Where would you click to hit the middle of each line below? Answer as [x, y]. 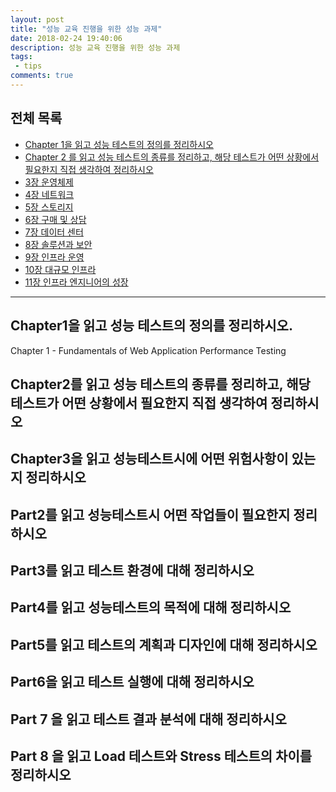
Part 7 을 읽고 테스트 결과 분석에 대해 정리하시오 [148, 719]
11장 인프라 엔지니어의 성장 [76, 282]
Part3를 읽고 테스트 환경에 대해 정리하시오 [132, 571]
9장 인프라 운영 [54, 257]
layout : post [37, 19]
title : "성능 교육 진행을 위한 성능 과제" [86, 29]
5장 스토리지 [49, 207]
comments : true [42, 76]
